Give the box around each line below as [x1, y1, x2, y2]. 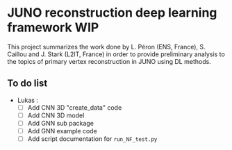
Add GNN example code [27, 126, 97, 135]
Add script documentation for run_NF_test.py [27, 135, 158, 143]
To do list [7, 78, 48, 90]
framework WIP [7, 19, 99, 35]
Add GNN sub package [27, 119, 94, 127]
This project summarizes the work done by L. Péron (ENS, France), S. [7, 42, 206, 51]
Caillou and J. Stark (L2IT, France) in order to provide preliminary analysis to [7, 50, 226, 58]
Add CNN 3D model [27, 111, 85, 119]
